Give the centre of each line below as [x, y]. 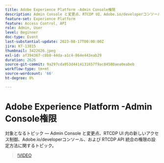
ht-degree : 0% [20, 78]
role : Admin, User [24, 28]
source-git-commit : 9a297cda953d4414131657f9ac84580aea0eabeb [70, 64]
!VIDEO [24, 155]
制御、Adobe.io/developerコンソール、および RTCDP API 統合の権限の [80, 139]
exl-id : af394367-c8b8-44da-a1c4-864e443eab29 [53, 55]
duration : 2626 [21, 60]
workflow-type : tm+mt [27, 69]
